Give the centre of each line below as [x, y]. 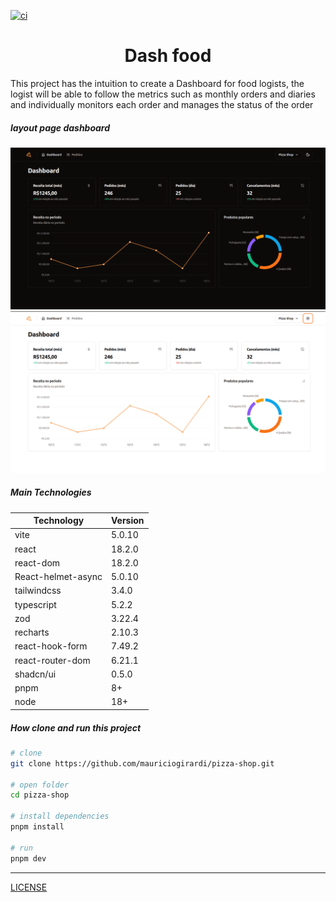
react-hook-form [51, 646]
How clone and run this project [76, 727]
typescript [35, 604]
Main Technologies [51, 492]
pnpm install [37, 827]
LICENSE [29, 887]
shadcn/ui [35, 674]
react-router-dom [52, 660]
